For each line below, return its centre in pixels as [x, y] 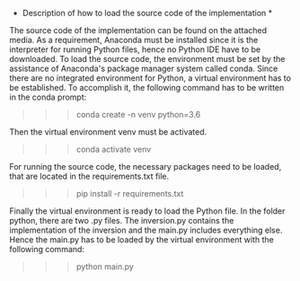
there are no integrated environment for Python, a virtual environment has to [150, 78]
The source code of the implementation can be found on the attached [138, 30]
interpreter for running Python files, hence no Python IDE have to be [135, 49]
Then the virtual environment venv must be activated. [108, 132]
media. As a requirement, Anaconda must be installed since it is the [134, 40]
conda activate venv [114, 149]
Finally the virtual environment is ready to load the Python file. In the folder [147, 211]
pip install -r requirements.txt [130, 193]
